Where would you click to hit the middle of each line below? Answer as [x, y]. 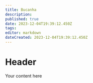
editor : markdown [23, 33]
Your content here [24, 76]
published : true [22, 19]
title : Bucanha [21, 10]
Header [21, 62]
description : [19, 14]
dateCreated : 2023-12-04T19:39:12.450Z [46, 38]
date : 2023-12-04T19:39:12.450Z [39, 24]
